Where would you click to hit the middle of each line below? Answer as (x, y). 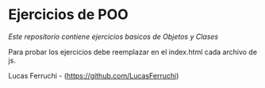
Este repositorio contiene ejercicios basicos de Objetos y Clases (113, 36)
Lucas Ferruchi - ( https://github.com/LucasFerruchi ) (94, 75)
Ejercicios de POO (68, 15)
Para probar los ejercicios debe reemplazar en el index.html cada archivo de (133, 52)
